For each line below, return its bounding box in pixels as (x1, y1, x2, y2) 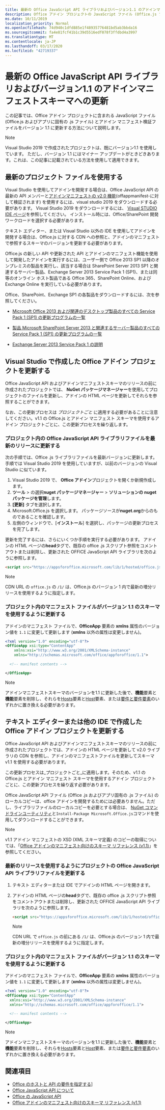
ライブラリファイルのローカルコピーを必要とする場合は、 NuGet (13, 805, 144, 811)
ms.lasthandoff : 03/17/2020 (5, 44, 63, 49)
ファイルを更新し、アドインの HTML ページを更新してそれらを (26, 393, 153, 399)
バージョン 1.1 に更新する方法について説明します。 (22, 125, 123, 131)
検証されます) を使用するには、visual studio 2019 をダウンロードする (13, 199, 153, 205)
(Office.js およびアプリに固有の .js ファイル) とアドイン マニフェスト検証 (5, 119, 152, 125)
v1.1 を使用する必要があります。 (5, 759, 69, 765)
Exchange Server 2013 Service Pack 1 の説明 (12, 342, 103, 348)
